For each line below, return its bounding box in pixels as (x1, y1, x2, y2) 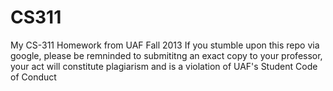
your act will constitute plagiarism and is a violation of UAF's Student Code (10, 60, 318, 72)
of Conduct (10, 71, 57, 83)
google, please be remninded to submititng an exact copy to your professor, (10, 49, 323, 61)
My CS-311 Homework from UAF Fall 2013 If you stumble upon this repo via (10, 39, 320, 51)
